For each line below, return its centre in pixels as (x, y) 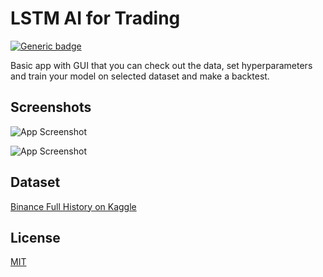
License (35, 237)
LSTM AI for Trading (95, 18)
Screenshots (51, 107)
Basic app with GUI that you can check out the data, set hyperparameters (161, 65)
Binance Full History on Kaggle (73, 206)
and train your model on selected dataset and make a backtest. (140, 76)
